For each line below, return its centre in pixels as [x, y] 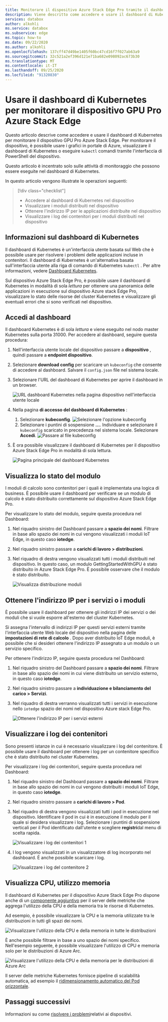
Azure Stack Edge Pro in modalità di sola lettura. [62, 451]
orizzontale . [17, 986]
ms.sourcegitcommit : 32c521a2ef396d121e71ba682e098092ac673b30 [72, 56]
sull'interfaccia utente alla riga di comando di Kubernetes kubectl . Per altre [83, 265]
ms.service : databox [27, 29]
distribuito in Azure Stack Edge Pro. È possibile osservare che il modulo [86, 569]
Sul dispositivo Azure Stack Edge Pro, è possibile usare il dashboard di [78, 280]
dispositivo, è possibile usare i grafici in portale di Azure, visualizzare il [78, 145]
